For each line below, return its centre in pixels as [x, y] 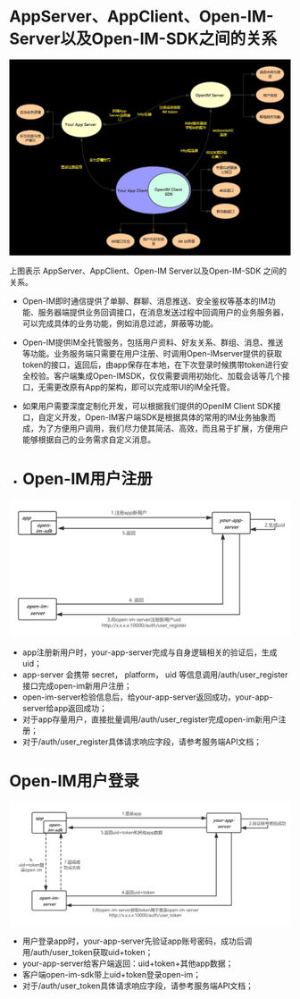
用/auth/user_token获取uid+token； [87, 952]
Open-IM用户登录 [75, 781]
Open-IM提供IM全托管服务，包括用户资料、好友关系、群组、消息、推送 [153, 342]
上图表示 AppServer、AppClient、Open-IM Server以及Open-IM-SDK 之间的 [148, 271]
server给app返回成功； [64, 708]
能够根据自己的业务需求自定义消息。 [89, 439]
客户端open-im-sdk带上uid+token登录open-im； [112, 974]
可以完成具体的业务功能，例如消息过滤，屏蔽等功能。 [120, 323]
